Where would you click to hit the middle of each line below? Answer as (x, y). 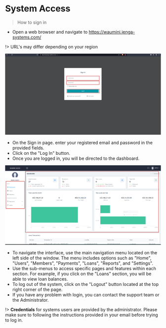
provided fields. (28, 148)
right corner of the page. (37, 289)
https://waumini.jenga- (112, 32)
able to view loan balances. (40, 279)
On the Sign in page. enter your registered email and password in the (83, 142)
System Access (38, 9)
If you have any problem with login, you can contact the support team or (86, 295)
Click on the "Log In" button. (41, 153)
